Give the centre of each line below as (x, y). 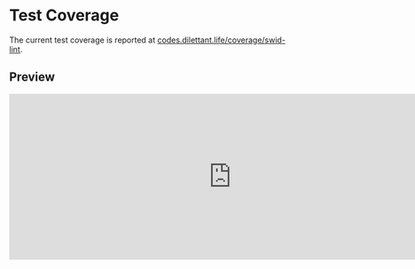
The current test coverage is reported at (82, 40)
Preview (32, 77)
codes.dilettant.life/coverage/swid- (222, 40)
